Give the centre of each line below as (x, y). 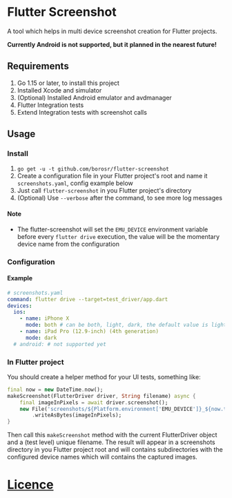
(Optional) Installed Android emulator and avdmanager (95, 97)
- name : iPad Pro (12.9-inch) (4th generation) (89, 332)
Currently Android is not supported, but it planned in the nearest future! (112, 44)
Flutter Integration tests (50, 105)
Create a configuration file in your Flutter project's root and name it (112, 176)
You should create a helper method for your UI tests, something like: (104, 376)
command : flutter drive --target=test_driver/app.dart (88, 299)
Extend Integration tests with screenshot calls (82, 112)
